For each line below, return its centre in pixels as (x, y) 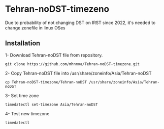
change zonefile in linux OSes (35, 27)
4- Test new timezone (27, 113)
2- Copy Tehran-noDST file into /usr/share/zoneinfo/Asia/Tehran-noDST (78, 73)
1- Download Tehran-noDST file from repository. (54, 55)
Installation (23, 43)
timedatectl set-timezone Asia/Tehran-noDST (51, 104)
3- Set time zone (22, 95)
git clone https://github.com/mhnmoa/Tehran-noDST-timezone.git (72, 64)
